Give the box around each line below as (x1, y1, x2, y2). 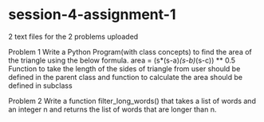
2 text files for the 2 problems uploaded (8, 32, 139, 41)
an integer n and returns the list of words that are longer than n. (8, 105, 217, 114)
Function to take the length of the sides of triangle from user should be (8, 63, 241, 73)
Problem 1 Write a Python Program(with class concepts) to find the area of (8, 47, 253, 56)
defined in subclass (8, 81, 73, 90)
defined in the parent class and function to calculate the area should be (8, 72, 243, 82)
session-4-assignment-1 (8, 6, 176, 24)
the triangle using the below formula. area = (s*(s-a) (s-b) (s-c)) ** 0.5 (8, 55, 236, 65)
